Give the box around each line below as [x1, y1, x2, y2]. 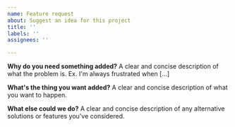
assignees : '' [7, 37, 49, 44]
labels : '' [7, 30, 40, 37]
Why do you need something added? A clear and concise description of [7, 62, 219, 71]
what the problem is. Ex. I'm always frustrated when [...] [7, 70, 170, 78]
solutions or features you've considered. [7, 112, 125, 121]
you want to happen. [7, 91, 67, 99]
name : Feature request [7, 10, 74, 18]
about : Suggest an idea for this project [7, 17, 131, 24]
